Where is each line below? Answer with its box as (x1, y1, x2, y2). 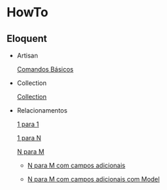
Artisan (16, 51, 38, 60)
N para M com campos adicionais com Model (27, 175, 160, 183)
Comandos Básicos (16, 65, 74, 73)
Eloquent (6, 33, 47, 45)
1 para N (16, 134, 42, 142)
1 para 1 (16, 120, 40, 128)
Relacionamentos (16, 106, 68, 114)
